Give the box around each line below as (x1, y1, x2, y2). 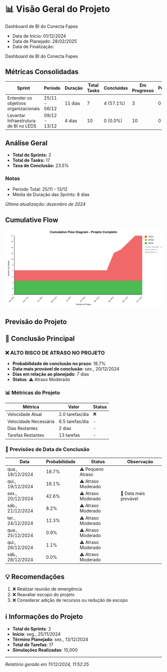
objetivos (7, 100, 26, 106)
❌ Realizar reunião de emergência (12, 586, 82, 592)
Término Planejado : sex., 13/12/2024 (12, 637, 88, 643)
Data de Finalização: (12, 43, 55, 49)
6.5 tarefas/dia (59, 418, 89, 424)
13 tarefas (59, 432, 81, 438)
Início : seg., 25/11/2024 (12, 631, 61, 637)
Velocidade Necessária (7, 418, 55, 424)
